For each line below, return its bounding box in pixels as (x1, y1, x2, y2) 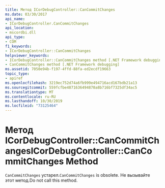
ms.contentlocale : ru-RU (5, 94, 56, 99)
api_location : (5, 26, 34, 31)
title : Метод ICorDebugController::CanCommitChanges (5, 7, 115, 12)
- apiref (5, 76, 23, 81)
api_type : (5, 35, 26, 40)
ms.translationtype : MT (5, 90, 54, 94)
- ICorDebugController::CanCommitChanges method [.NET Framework (5, 58, 141, 63)
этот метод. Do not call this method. (5, 177, 78, 183)
